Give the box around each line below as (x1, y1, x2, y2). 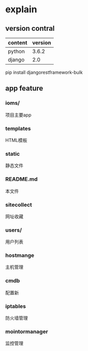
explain (5, 4, 37, 15)
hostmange (5, 252, 35, 259)
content (8, 39, 28, 46)
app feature (5, 84, 43, 93)
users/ (5, 226, 22, 234)
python (8, 48, 25, 55)
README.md (5, 176, 38, 183)
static (5, 150, 20, 157)
